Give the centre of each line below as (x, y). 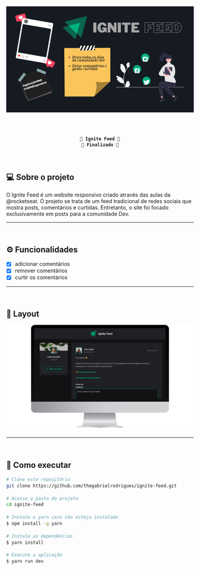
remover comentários (41, 271)
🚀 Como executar (39, 465)
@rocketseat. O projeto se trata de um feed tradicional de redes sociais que (99, 201)
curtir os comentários (41, 277)
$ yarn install (25, 543)
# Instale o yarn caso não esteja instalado (62, 517)
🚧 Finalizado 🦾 (100, 145)
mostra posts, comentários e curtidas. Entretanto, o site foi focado (87, 207)
